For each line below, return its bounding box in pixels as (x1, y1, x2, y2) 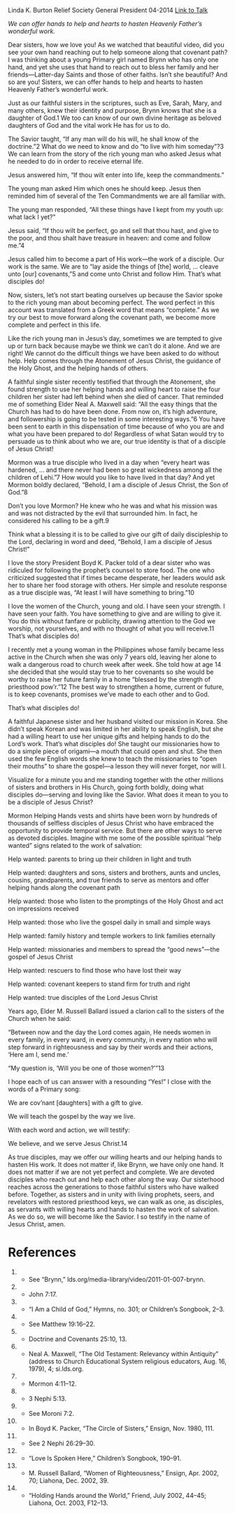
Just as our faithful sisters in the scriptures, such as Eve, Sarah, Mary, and (8, 99, 222, 107)
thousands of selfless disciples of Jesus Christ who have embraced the (8, 819, 214, 827)
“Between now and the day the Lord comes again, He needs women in (8, 1028, 211, 1036)
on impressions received (8, 905, 79, 912)
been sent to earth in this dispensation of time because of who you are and (8, 422, 225, 431)
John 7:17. (28, 1290, 57, 1298)
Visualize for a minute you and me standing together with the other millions (8, 776, 224, 784)
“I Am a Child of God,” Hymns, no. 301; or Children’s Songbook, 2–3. (28, 1304, 225, 1313)
